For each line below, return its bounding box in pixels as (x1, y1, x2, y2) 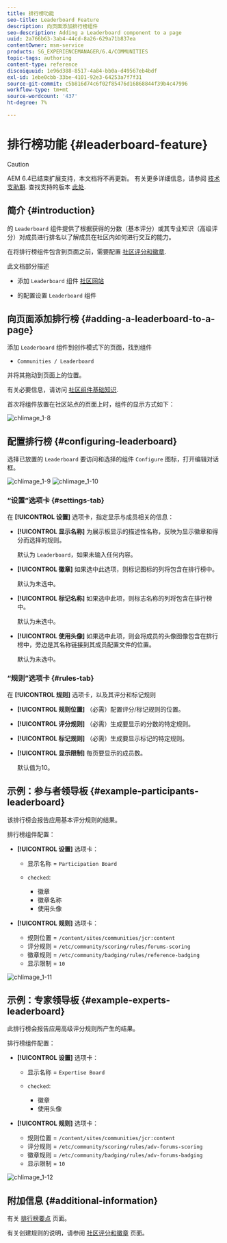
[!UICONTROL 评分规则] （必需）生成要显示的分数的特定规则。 (16, 719, 195, 727)
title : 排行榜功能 (7, 10, 55, 17)
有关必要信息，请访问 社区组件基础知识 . (7, 385, 118, 394)
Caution (7, 160, 29, 168)
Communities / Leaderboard (16, 358, 94, 365)
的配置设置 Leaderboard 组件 (16, 291, 97, 299)
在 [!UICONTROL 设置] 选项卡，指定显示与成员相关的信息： (7, 512, 174, 521)
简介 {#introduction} (7, 205, 96, 217)
